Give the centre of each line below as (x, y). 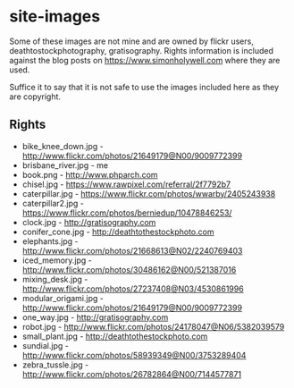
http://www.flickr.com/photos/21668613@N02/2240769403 (132, 250)
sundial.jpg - (45, 345)
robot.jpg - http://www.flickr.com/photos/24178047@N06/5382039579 (153, 326)
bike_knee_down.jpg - (63, 146)
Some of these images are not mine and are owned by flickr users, (132, 41)
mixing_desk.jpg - (55, 279)
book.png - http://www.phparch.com (90, 174)
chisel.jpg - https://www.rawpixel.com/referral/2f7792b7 (126, 184)
